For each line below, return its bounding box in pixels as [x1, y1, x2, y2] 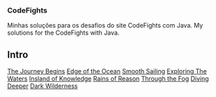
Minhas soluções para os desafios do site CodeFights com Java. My [7, 21, 203, 30]
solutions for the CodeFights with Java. [7, 28, 120, 37]
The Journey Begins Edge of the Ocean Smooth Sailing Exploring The [7, 67, 207, 76]
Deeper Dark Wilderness [7, 82, 78, 90]
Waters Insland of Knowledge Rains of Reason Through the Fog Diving [7, 75, 209, 83]
